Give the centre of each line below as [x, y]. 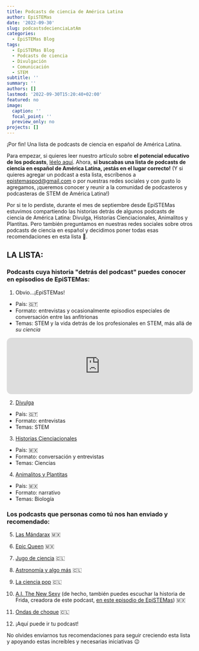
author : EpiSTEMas [29, 17]
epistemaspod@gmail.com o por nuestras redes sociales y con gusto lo [94, 181]
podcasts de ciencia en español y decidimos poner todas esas [83, 230]
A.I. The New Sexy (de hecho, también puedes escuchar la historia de [100, 593]
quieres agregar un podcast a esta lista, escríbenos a [71, 175]
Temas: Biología [35, 499]
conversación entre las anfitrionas [57, 317]
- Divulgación [29, 61]
